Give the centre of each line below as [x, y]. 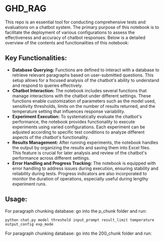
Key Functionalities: [36, 58]
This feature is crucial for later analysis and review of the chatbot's [79, 153]
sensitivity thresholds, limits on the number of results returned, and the [84, 106]
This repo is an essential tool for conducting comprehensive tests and [75, 22]
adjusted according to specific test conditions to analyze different [78, 132]
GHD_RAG [26, 9]
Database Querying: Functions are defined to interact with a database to [86, 70]
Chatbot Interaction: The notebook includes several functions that [79, 90]
